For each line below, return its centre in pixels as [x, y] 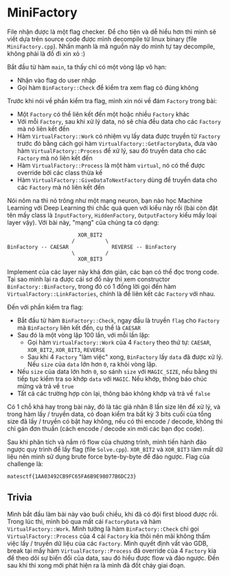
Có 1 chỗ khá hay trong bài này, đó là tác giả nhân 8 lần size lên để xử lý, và [114, 406]
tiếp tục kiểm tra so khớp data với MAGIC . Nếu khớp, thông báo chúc [112, 379]
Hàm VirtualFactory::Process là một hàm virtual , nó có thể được [111, 165]
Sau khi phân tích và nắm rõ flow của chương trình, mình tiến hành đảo [107, 442]
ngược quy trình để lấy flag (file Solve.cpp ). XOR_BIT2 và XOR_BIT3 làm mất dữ [115, 449]
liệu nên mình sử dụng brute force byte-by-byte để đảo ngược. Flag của [108, 456]
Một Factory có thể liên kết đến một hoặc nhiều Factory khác [103, 114]
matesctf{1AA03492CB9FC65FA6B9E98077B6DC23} [72, 476]
